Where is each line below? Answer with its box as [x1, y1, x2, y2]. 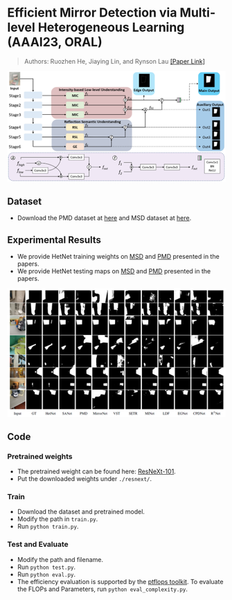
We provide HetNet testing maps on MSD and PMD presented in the [17, 266, 211, 275]
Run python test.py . [17, 563, 76, 571]
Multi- [179, 5, 216, 21]
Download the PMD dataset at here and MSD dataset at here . [17, 214, 192, 222]
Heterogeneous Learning [37, 19, 185, 35]
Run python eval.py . [17, 570, 76, 579]
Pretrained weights [7, 451, 73, 461]
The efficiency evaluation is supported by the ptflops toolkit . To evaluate [17, 577, 224, 585]
